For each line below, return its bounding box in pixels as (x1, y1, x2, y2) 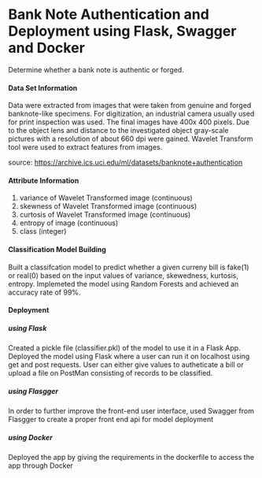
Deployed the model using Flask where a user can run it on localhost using (8, 352, 250, 361)
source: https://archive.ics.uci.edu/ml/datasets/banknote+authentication (8, 157, 243, 167)
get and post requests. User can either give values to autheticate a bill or (8, 360, 244, 369)
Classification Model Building (8, 244, 106, 254)
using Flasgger (8, 386, 59, 395)
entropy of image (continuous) (19, 218, 119, 228)
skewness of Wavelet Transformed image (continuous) (19, 202, 197, 211)
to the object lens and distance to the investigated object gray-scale (8, 126, 229, 135)
